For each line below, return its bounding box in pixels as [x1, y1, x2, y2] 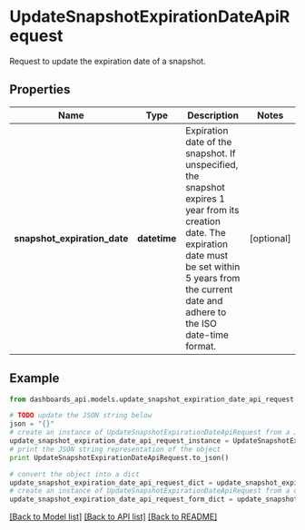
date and [185, 294, 223, 307]
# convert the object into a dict [9, 469, 141, 478]
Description [187, 109, 239, 122]
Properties [9, 82, 71, 97]
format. [185, 339, 216, 352]
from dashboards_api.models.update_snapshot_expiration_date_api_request [9, 395, 295, 404]
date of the [185, 135, 232, 148]
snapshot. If [185, 147, 236, 160]
